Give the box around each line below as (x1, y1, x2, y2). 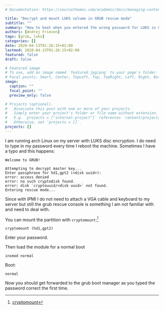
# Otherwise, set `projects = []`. (5, 120, 82, 125)
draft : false (5, 57, 32, 62)
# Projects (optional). (5, 102, 54, 106)
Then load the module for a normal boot (5, 244, 85, 250)
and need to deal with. (5, 206, 50, 212)
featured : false (5, 52, 38, 57)
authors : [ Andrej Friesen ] (5, 30, 60, 35)
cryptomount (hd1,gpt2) (5, 226, 54, 231)
